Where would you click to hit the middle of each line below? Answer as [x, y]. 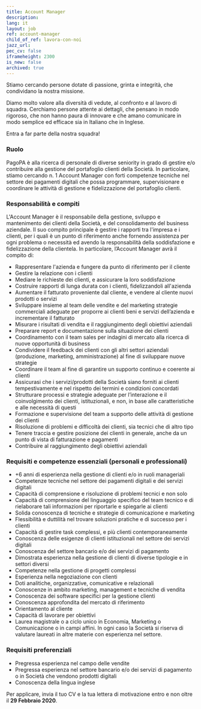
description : [22, 17]
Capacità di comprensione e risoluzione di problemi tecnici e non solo [101, 494]
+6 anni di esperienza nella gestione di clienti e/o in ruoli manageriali [100, 475]
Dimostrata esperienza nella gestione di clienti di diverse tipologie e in [101, 558]
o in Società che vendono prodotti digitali [66, 676]
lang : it [17, 23]
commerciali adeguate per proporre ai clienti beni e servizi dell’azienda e [105, 311]
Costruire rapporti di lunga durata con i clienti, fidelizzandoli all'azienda [103, 286]
